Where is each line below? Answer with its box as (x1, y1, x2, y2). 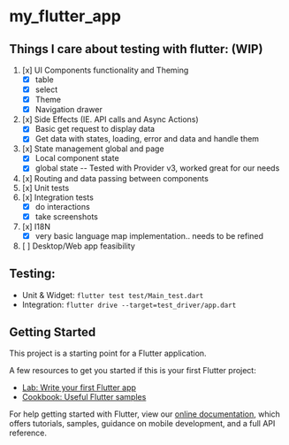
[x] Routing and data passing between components (21, 173, 209, 183)
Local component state (34, 153, 119, 164)
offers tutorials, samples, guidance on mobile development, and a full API (9, 418, 276, 429)
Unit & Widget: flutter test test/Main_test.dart (21, 289, 204, 300)
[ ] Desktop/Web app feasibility (21, 241, 135, 251)
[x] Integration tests (21, 192, 95, 203)
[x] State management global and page (21, 143, 165, 154)
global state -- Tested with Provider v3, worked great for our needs (34, 163, 280, 173)
